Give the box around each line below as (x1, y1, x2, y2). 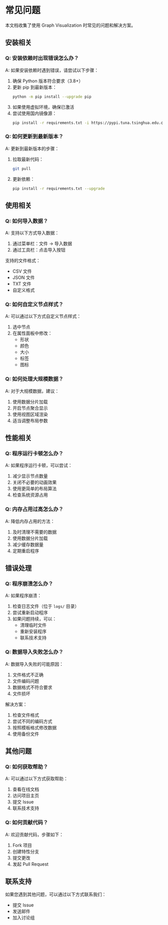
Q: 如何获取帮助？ (5, 763, 49, 770)
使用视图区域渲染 (12, 411, 48, 417)
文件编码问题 (12, 678, 39, 684)
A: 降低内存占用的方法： (5, 518, 55, 524)
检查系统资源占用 (12, 492, 48, 498)
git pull (12, 166, 31, 171)
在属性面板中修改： (12, 330, 53, 336)
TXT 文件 (12, 281, 32, 287)
